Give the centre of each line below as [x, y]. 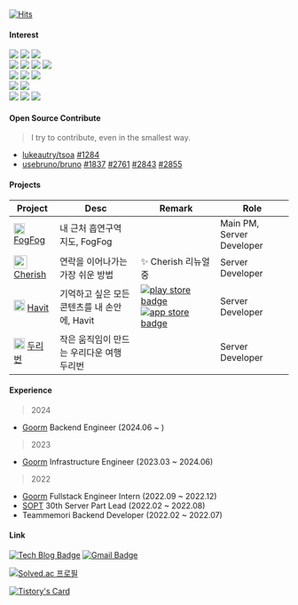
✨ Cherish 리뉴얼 [175, 261]
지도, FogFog [86, 242]
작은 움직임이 [85, 339]
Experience [31, 390]
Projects [25, 185]
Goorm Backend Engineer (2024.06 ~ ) [93, 427]
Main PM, [240, 223]
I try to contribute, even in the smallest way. [110, 138]
